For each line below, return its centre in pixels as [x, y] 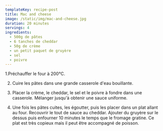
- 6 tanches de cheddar [34, 42]
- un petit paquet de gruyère [40, 51]
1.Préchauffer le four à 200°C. [35, 74]
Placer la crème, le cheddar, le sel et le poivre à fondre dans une [77, 93]
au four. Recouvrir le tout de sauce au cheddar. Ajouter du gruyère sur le [85, 113]
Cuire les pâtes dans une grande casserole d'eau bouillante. [73, 83]
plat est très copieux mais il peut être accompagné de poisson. [76, 123]
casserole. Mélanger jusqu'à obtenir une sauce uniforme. [70, 98]
